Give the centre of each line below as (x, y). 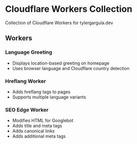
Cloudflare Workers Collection (69, 9)
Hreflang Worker (25, 81)
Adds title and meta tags (37, 126)
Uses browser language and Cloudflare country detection (71, 68)
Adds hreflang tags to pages (41, 92)
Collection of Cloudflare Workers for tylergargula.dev (59, 23)
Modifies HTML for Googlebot (43, 121)
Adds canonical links (33, 131)
